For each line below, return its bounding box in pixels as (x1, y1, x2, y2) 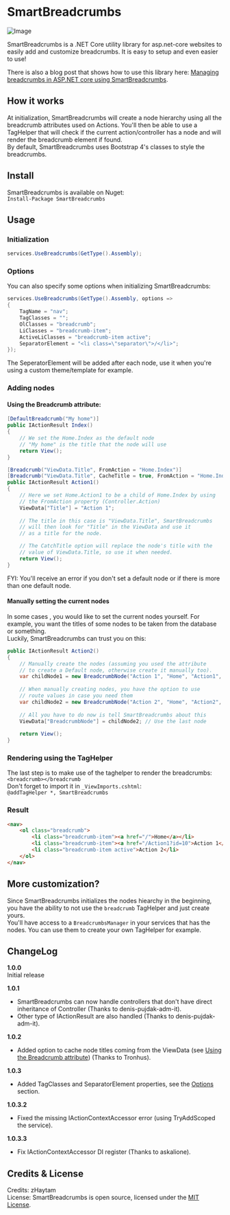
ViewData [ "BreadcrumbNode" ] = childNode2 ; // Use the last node (19, 718, 207, 725)
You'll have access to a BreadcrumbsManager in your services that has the (7, 918, 211, 927)
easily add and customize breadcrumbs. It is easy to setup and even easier (7, 47, 218, 56)
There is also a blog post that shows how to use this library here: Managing (7, 68, 219, 76)
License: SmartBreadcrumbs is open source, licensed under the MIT (7, 1193, 200, 1202)
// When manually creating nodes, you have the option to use (19, 686, 201, 693)
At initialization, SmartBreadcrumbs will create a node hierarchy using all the (7, 113, 222, 122)
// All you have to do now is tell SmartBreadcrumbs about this (19, 712, 207, 718)
